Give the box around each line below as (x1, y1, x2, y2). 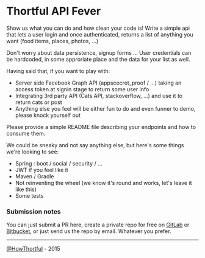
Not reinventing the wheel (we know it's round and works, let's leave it (15, 179, 192, 186)
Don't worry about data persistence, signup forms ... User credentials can (6, 49, 192, 56)
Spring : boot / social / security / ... (15, 159, 103, 167)
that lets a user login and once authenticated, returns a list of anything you (6, 30, 193, 38)
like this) (15, 186, 37, 193)
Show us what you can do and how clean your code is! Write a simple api (6, 24, 190, 32)
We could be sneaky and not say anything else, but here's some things (6, 141, 184, 148)
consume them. (6, 130, 46, 137)
